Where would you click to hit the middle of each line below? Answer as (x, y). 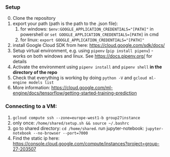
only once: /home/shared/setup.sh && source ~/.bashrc (71, 123)
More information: (31, 88)
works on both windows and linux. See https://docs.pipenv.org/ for (82, 56)
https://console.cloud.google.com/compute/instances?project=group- (86, 143)
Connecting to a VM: (31, 107)
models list (41, 83)
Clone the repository (34, 18)
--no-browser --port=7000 (61, 133)
